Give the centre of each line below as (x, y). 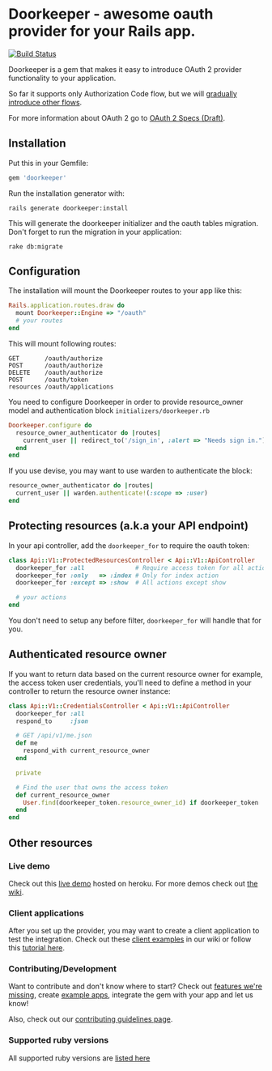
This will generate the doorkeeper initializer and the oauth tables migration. (134, 223)
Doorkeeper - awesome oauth (111, 14)
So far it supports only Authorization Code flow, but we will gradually (123, 93)
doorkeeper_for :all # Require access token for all (130, 567)
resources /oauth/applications (61, 387)
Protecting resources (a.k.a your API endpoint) (129, 526)
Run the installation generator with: (67, 193)
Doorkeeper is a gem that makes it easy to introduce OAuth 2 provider (125, 69)
